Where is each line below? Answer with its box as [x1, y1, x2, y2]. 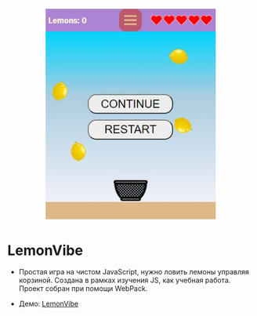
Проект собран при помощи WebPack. [18, 284, 148, 293]
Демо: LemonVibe [18, 299, 79, 309]
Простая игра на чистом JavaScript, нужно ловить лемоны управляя [18, 267, 250, 277]
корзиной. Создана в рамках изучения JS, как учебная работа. [18, 275, 231, 285]
